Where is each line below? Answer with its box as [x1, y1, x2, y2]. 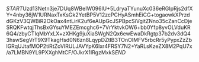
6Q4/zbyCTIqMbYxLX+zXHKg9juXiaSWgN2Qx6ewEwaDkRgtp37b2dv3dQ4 [6, 30, 191, 37]
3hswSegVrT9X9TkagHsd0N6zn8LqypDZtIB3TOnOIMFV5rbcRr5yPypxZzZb [6, 37, 192, 43]
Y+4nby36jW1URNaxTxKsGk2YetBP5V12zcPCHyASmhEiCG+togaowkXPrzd [6, 11, 191, 18]
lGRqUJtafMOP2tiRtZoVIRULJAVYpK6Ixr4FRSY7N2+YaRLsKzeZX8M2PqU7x [6, 43, 192, 50]
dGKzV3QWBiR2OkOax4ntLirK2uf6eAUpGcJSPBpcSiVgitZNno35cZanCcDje [6, 18, 192, 24]
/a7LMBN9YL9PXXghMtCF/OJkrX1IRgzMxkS [6, 49, 115, 56]
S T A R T [6, 5, 23, 12]
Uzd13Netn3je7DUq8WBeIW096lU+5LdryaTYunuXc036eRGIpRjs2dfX [23, 5, 193, 12]
